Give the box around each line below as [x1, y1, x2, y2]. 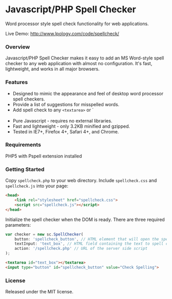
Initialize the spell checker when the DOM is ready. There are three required [5, 216, 165, 223]
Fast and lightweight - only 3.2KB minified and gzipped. [12, 123, 131, 129]
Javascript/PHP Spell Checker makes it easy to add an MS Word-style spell [5, 55, 164, 61]
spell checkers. [12, 96, 45, 102]
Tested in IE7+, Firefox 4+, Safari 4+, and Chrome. [12, 128, 119, 134]
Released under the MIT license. [5, 289, 74, 295]
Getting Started [5, 166, 45, 173]
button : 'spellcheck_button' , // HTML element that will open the [14, 236, 159, 242]
